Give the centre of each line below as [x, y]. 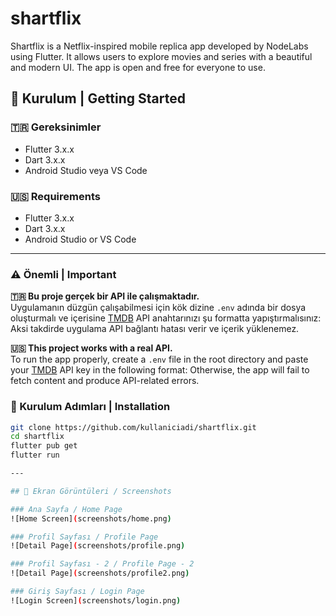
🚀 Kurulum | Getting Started [98, 98]
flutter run [35, 455]
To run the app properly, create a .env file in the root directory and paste [159, 359]
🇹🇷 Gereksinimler [56, 127]
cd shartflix [37, 437]
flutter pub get [44, 446]
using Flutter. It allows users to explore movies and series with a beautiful [161, 56]
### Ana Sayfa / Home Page [66, 509]
